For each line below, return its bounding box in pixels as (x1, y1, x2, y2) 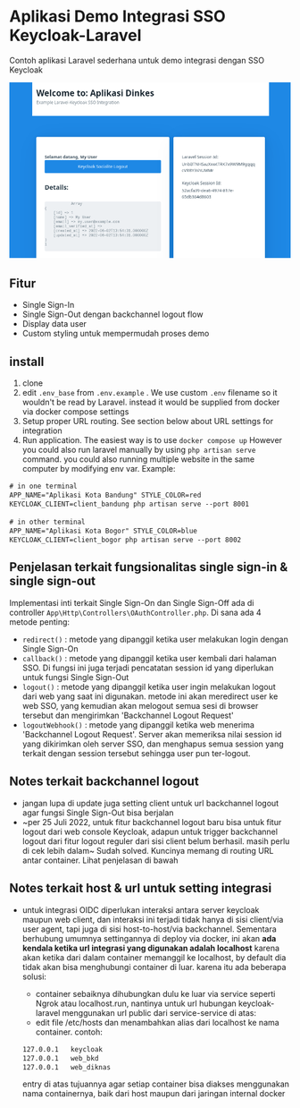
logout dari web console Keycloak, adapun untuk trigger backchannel (21, 826, 279, 837)
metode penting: (9, 616, 70, 627)
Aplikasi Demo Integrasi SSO (9, 6, 226, 27)
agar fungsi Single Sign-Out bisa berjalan (21, 807, 174, 818)
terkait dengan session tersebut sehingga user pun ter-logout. (21, 747, 252, 758)
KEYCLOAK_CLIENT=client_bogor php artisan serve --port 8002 (9, 535, 242, 545)
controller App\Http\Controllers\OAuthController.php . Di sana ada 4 (9, 607, 262, 618)
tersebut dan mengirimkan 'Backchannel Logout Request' (21, 710, 234, 720)
